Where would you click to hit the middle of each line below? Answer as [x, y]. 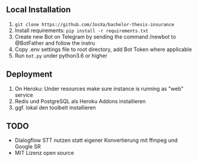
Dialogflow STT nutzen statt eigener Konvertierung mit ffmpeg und [96, 140]
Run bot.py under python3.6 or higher [61, 55]
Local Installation [39, 10]
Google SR [28, 147]
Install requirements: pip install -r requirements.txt [82, 30]
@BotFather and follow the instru [55, 43]
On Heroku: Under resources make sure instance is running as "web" [99, 88]
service [24, 95]
